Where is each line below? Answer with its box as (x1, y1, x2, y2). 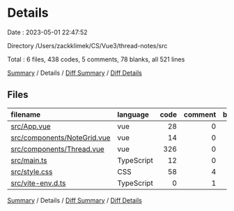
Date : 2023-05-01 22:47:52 (7, 28, 88, 36)
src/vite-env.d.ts (10, 178, 66, 188)
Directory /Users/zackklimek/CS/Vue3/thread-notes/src (7, 41, 168, 50)
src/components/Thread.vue (10, 144, 104, 154)
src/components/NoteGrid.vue (10, 133, 111, 143)
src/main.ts (10, 155, 47, 165)
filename (10, 110, 41, 119)
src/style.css (10, 166, 53, 176)
